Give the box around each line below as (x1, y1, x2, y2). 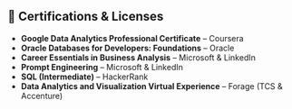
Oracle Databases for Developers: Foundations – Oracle (20, 42, 235, 53)
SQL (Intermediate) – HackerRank (20, 71, 149, 82)
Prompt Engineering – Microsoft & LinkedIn (20, 61, 184, 72)
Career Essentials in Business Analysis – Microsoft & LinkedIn (20, 51, 257, 63)
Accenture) (20, 90, 63, 101)
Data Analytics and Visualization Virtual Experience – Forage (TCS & (20, 80, 284, 91)
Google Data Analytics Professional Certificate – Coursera (20, 32, 245, 43)
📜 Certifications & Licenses (7, 9, 164, 24)
